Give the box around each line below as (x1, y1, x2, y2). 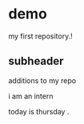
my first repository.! (8, 31, 74, 41)
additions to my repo (8, 75, 77, 85)
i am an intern (8, 91, 54, 101)
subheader (8, 54, 64, 68)
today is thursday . (8, 106, 70, 116)
